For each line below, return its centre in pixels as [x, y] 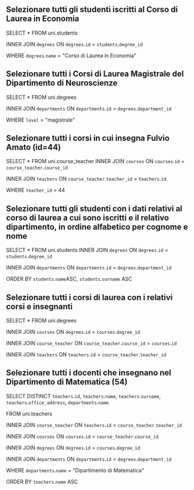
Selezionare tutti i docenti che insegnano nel [89, 373]
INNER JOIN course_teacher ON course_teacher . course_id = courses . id [91, 343]
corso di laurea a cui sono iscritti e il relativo [88, 218]
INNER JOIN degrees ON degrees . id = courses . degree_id [73, 447]
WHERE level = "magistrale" [41, 120]
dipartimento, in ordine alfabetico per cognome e [97, 227]
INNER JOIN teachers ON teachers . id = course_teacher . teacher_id [86, 355]
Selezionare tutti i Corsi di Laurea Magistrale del [95, 74]
